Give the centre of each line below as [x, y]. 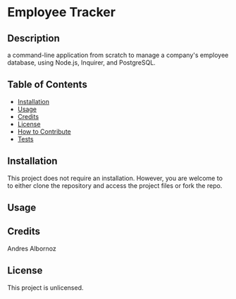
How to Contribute [44, 132]
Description [33, 38]
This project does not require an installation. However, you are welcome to [115, 178]
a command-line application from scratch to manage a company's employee [118, 55]
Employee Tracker [62, 12]
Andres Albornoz [32, 248]
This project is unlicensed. [45, 287]
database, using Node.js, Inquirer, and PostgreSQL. [82, 63]
